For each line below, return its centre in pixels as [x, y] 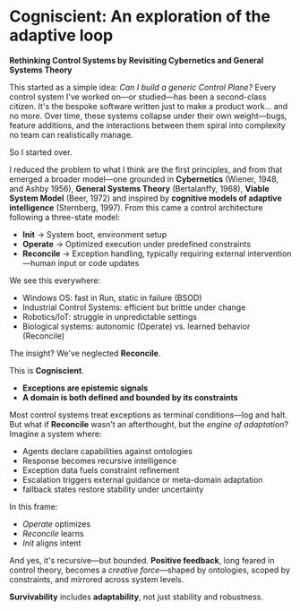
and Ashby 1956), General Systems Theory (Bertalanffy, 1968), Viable [140, 188]
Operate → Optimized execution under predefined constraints [137, 244]
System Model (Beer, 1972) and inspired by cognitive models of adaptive [146, 198]
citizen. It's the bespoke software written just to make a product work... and [149, 106]
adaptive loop [61, 35]
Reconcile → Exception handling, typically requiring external [134, 254]
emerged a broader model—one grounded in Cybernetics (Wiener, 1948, [144, 179]
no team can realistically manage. [71, 134]
